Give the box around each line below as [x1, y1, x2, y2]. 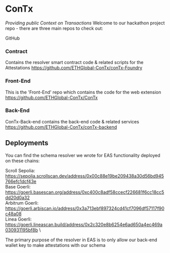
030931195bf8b [5, 227, 38, 233]
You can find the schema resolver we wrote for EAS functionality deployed [5, 152, 160, 158]
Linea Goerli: [5, 216, 32, 222]
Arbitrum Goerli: [5, 200, 39, 206]
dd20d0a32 [5, 194, 30, 201]
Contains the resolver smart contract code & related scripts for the [5, 59, 144, 66]
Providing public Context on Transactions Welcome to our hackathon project [5, 20, 165, 26]
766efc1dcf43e [5, 178, 36, 184]
